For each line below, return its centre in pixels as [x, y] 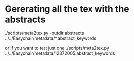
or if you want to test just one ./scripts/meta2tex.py [57, 48]
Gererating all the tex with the [67, 9]
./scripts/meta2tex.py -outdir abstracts [45, 33]
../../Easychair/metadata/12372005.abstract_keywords [60, 53]
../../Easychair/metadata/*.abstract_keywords [51, 38]
